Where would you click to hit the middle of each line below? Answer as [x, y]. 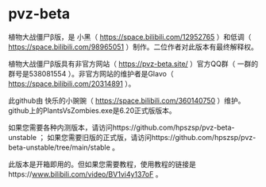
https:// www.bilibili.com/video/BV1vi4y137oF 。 [85, 174]
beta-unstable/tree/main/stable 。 [64, 147]
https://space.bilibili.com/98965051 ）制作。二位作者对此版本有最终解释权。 [133, 47]
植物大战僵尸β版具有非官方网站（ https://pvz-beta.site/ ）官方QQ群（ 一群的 [133, 64]
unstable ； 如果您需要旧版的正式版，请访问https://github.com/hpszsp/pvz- [132, 137]
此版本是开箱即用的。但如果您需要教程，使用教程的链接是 [102, 164]
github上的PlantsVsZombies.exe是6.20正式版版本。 [92, 110]
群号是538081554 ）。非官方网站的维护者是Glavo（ [91, 73]
